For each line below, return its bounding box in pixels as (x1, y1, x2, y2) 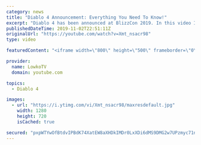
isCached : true (17, 119, 55, 125)
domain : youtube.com (11, 70, 63, 75)
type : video (6, 37, 36, 43)
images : (6, 96, 26, 102)
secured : (6, 129, 28, 135)
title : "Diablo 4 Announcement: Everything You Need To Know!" (6, 14, 167, 20)
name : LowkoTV (11, 64, 47, 70)
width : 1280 (17, 108, 47, 114)
